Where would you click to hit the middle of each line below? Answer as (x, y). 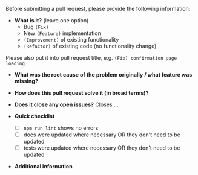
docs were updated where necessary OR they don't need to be (102, 135)
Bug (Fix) (36, 27)
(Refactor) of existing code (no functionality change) (90, 46)
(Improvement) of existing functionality (71, 40)
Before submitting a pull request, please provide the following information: (98, 9)
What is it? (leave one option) (51, 20)
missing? (26, 81)
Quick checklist (35, 116)
